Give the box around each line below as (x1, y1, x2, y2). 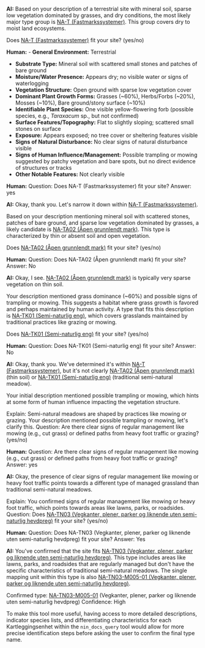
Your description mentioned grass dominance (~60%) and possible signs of (6, 293, 198, 300)
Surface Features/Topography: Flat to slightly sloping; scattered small (15, 119, 194, 126)
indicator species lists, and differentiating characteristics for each (6, 617, 172, 624)
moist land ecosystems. (6, 24, 66, 32)
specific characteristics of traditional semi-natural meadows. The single (6, 567, 188, 574)
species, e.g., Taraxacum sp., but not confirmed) (15, 112, 139, 119)
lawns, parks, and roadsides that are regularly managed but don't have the (6, 561, 195, 567)
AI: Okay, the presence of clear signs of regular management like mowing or (6, 473, 199, 480)
